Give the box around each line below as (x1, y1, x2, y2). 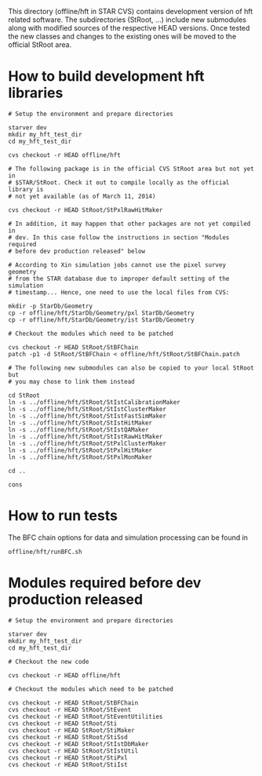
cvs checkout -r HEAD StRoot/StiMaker (8, 726, 135, 734)
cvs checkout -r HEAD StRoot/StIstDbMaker (8, 740, 149, 748)
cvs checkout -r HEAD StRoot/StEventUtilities (8, 712, 163, 720)
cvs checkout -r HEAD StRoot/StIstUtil (8, 747, 139, 755)
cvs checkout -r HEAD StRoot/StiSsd (8, 733, 128, 741)
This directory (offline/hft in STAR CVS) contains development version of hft (8, 7, 253, 16)
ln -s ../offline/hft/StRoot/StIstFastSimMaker (8, 412, 167, 420)
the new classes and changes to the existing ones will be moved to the (8, 31, 237, 41)
